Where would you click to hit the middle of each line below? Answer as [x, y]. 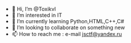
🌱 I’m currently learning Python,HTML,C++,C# [68, 21]
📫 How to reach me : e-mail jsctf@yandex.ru [67, 34]
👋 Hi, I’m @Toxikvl [34, 9]
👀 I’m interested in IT [37, 15]
